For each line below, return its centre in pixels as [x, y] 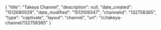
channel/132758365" [27, 23]
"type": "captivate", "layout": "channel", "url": [51, 17]
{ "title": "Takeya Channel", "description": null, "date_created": [69, 7]
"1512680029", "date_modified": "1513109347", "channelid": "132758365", [81, 12]
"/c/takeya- [110, 17]
